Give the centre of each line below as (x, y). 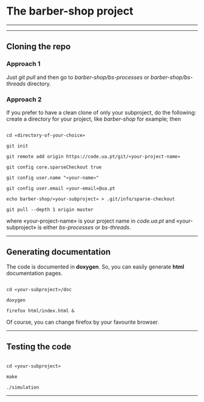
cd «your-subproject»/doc (39, 289)
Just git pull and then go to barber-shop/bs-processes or (78, 77)
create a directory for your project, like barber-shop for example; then (93, 119)
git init (17, 146)
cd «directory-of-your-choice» (46, 135)
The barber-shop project (70, 11)
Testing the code (39, 347)
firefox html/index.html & (40, 310)
